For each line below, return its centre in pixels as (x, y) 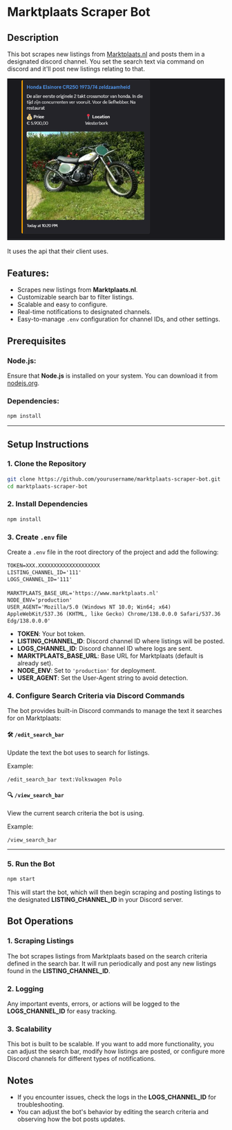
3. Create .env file (37, 537)
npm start (21, 879)
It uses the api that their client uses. (58, 251)
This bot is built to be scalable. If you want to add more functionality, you (110, 1044)
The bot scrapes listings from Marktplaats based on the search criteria (107, 956)
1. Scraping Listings (41, 941)
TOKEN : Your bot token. (51, 634)
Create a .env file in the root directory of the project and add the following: (113, 552)
